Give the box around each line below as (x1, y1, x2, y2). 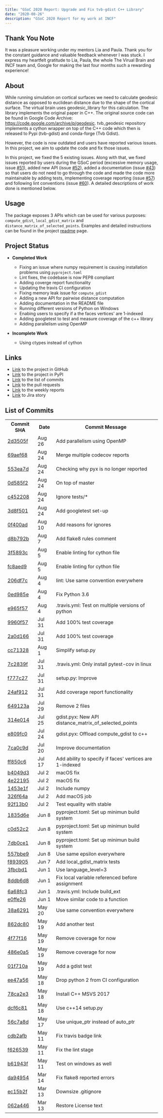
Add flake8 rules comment (56, 535, 116, 542)
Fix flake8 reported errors (56, 1074, 115, 1081)
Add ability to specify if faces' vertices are (56, 755, 152, 762)
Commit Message (84, 424, 127, 431)
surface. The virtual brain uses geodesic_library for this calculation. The (5, 105, 149, 111)
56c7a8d (7, 1019, 29, 1025)
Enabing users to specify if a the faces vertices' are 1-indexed (19, 310, 143, 316)
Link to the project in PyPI (12, 372, 64, 377)
